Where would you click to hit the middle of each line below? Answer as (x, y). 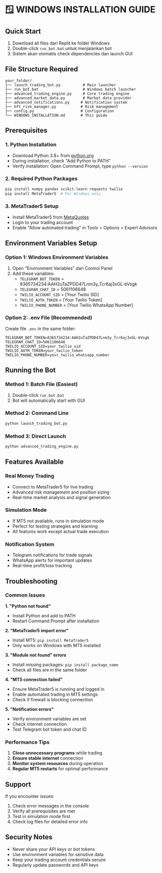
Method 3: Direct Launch (35, 436)
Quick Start (23, 31)
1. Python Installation (31, 145)
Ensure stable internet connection (48, 758)
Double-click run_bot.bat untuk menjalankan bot (62, 48)
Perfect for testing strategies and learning (55, 526)
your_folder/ (19, 81)
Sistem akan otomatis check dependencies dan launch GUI (72, 54)
